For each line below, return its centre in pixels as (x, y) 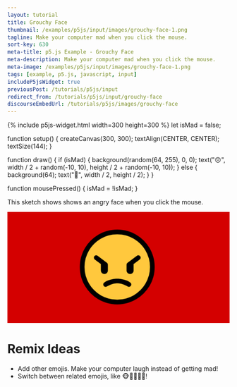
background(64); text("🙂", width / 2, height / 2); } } (80, 175)
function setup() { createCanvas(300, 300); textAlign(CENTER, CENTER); (114, 139)
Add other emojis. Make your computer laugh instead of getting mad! (118, 369)
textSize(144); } (30, 146)
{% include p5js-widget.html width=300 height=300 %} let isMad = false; (114, 125)
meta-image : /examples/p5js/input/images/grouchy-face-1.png (99, 67)
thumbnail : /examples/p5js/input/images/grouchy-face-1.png (98, 30)
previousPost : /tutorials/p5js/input (63, 89)
